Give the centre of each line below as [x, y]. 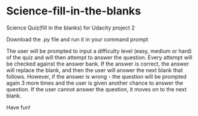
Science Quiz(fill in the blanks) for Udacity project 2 [71, 28]
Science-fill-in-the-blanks [74, 11]
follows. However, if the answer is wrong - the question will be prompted [97, 76]
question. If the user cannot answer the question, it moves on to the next [97, 89]
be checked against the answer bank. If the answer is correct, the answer [97, 64]
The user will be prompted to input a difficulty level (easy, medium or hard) [99, 51]
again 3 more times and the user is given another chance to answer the [95, 83]
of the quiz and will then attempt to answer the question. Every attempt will [99, 57]
